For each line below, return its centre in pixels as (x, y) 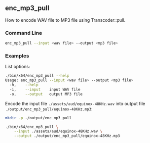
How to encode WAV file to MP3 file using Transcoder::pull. (65, 20)
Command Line (24, 33)
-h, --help (24, 85)
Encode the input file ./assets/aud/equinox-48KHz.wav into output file (75, 103)
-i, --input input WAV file (45, 89)
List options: (18, 67)
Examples (17, 55)
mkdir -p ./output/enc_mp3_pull (38, 118)
